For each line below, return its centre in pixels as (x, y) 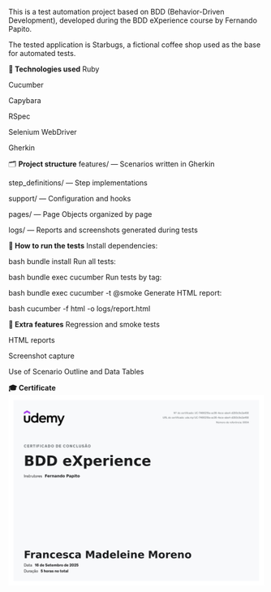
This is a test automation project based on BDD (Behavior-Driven (116, 12)
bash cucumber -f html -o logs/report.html (80, 309)
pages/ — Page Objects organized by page (80, 214)
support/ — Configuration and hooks (70, 199)
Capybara (25, 100)
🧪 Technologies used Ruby (54, 69)
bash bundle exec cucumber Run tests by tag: (85, 277)
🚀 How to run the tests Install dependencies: (83, 246)
